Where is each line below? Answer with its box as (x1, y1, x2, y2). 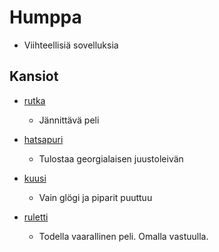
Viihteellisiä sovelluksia (23, 39, 119, 51)
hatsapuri (23, 133, 64, 145)
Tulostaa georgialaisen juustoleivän (38, 152, 184, 165)
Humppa (9, 6, 82, 29)
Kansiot (9, 68, 59, 85)
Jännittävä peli (38, 114, 100, 126)
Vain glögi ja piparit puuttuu (38, 191, 153, 203)
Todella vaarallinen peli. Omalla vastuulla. (38, 230, 209, 242)
